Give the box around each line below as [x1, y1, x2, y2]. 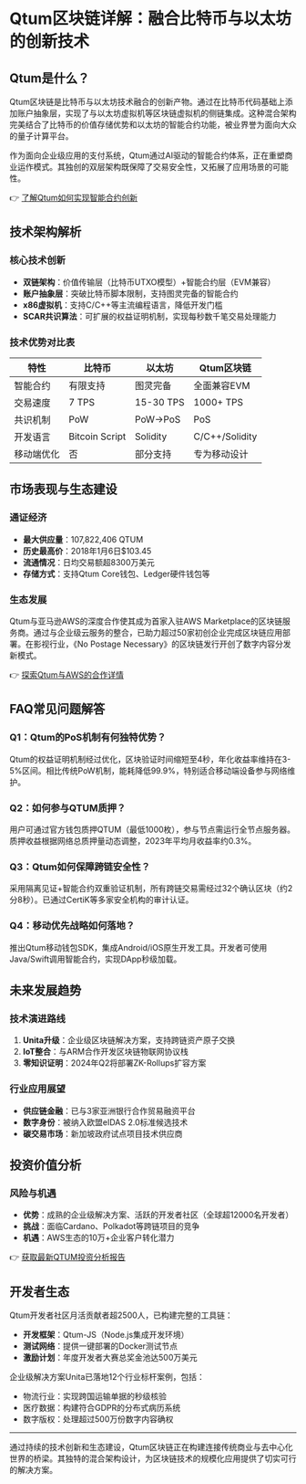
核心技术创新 [9, 254, 66, 267]
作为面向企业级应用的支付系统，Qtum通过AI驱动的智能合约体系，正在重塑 [9, 150, 285, 161]
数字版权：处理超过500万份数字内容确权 [22, 1414, 174, 1425]
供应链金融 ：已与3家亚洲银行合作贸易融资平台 [22, 1105, 196, 1116]
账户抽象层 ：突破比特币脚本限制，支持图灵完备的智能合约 [22, 288, 239, 299]
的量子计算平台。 [9, 131, 74, 142]
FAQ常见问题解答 [9, 701, 106, 717]
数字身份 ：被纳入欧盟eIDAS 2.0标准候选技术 [22, 1116, 189, 1128]
